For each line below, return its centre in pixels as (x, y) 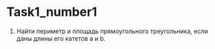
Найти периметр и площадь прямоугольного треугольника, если (112, 31)
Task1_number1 (52, 12)
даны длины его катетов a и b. (61, 38)
